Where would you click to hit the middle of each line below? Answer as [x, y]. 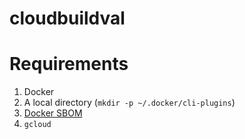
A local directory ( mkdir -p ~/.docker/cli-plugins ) [129, 103]
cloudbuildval [67, 18]
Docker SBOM [53, 113]
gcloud [37, 125]
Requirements [69, 64]
